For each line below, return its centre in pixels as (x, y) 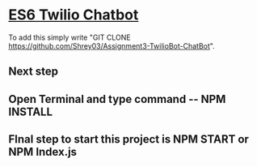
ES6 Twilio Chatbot (74, 15)
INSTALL (31, 111)
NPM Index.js (43, 152)
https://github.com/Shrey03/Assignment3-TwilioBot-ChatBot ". (112, 45)
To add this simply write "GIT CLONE (70, 37)
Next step (34, 72)
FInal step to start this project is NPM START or (128, 139)
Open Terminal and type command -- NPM (117, 99)
